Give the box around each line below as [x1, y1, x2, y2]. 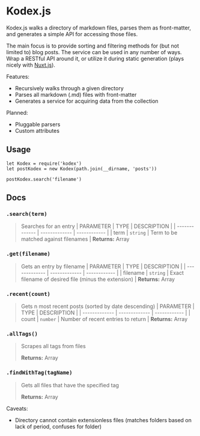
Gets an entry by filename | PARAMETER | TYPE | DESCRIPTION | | [20, 263, 186, 270]
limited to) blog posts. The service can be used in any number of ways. [6, 48, 182, 55]
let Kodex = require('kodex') [6, 161, 82, 167]
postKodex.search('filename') [6, 176, 82, 182]
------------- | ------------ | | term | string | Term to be [40, 229, 178, 236]
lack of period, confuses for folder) [14, 423, 102, 430]
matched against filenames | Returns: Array [20, 236, 130, 243]
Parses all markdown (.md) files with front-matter [14, 91, 137, 98]
